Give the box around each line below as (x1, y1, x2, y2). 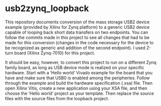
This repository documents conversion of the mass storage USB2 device (5, 19, 150, 25)
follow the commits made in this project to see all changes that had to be (5, 35, 150, 40)
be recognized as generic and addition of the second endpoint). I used (5, 45, 146, 51)
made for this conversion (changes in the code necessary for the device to (5, 39, 154, 45)
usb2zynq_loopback (5, 3, 89, 14)
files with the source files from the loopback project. (5, 95, 109, 101)
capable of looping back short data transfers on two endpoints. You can (5, 29, 148, 35)
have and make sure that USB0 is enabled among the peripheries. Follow (5, 75, 150, 81)
